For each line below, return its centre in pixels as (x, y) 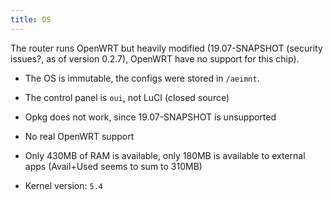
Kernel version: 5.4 (63, 185)
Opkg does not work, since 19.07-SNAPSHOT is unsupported (150, 117)
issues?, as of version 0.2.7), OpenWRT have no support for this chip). (155, 58)
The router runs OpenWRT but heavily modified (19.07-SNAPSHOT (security (166, 48)
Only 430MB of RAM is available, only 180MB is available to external (165, 155)
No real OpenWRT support (79, 136)
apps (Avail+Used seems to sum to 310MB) (113, 166)
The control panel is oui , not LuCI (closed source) (127, 97)
